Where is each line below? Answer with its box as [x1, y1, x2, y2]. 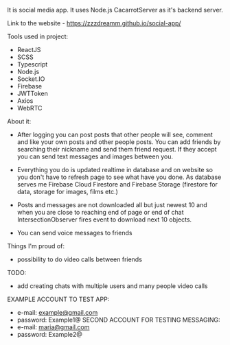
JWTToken [16, 89, 48, 97]
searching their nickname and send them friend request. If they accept [16, 145, 218, 153]
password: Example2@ [16, 331, 82, 338]
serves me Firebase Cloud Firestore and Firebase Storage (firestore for [16, 180, 218, 188]
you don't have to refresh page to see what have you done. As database [16, 173, 222, 181]
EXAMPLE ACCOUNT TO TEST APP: [7, 295, 110, 303]
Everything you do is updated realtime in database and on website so [16, 166, 213, 174]
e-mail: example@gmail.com [16, 309, 98, 316]
